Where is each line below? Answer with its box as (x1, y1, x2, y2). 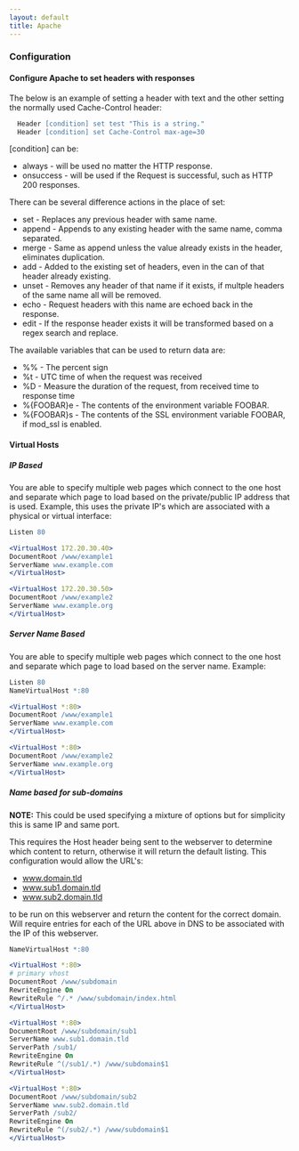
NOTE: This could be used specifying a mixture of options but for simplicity (9, 809, 286, 820)
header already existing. (21, 271, 111, 281)
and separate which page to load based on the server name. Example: (9, 661, 267, 671)
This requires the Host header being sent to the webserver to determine (9, 836, 273, 847)
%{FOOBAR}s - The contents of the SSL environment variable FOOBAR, (21, 409, 287, 420)
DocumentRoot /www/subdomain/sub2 (9, 1092, 138, 1101)
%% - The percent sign (21, 362, 109, 373)
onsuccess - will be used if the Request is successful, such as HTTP (21, 170, 273, 181)
